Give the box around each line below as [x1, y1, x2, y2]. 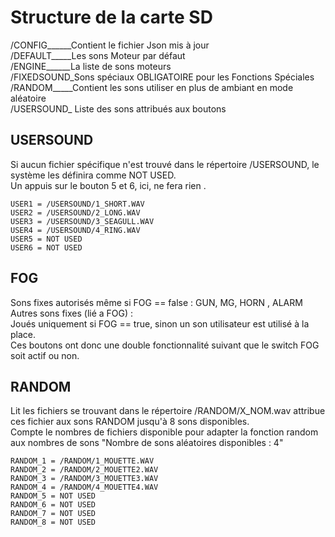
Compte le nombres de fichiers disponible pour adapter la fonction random [10, 426, 319, 438]
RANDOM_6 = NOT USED [10, 500, 97, 510]
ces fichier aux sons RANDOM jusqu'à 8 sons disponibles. [10, 416, 250, 428]
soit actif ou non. [10, 349, 80, 361]
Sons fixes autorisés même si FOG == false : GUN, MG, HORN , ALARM [10, 296, 303, 308]
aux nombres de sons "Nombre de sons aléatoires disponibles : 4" [10, 437, 284, 449]
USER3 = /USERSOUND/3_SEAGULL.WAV [10, 216, 155, 226]
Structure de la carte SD [10, 6, 213, 29]
